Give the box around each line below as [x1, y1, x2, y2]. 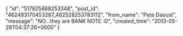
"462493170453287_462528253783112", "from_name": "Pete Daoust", [5, 11, 177, 18]
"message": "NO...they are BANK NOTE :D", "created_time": [5, 18, 151, 24]
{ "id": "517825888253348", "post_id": [5, 5, 99, 12]
